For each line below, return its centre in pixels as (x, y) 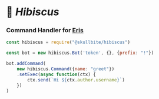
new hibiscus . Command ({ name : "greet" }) (66, 69)
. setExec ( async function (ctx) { (56, 74)
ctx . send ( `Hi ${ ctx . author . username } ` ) (76, 80)
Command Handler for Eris (45, 30)
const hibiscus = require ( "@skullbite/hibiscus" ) (68, 42)
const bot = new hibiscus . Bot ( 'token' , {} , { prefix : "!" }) (80, 53)
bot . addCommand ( (26, 64)
